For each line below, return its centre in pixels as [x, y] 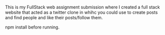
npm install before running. [32, 27]
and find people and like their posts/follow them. [54, 17]
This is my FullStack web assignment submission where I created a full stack [82, 7]
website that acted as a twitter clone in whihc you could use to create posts [82, 12]
